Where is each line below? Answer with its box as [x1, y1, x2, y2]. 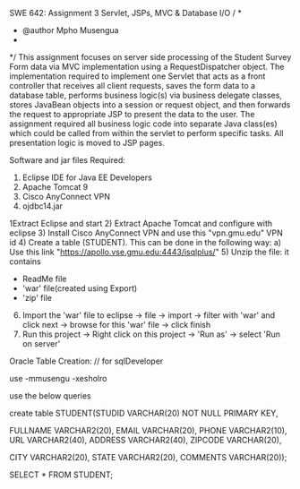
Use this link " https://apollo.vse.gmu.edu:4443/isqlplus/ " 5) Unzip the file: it [9, 246, 289, 257]
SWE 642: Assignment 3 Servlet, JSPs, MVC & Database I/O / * [9, 8, 242, 18]
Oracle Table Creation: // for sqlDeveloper [9, 356, 164, 366]
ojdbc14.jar [21, 201, 64, 211]
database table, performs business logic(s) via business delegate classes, [9, 90, 282, 100]
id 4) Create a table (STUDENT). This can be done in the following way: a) [9, 237, 282, 247]
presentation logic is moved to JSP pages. [9, 138, 166, 148]
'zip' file [21, 293, 52, 303]
